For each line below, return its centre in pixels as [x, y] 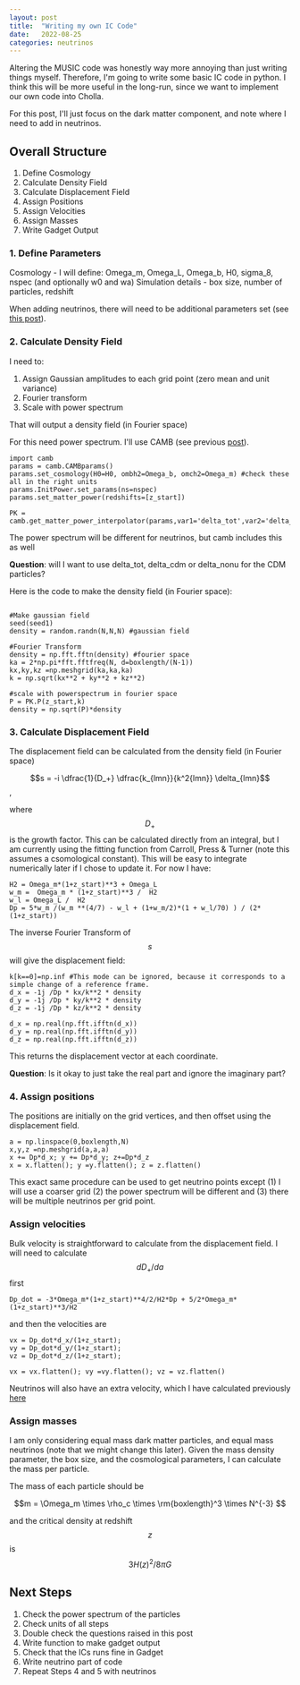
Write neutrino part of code [72, 1662]
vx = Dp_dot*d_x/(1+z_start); [66, 1340]
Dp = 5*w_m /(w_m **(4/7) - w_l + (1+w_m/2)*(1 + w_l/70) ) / [127, 908]
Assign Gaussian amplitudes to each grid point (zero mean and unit [146, 379]
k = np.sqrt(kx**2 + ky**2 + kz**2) [77, 678]
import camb [31, 458]
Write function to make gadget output [91, 1642]
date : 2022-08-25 [46, 34]
